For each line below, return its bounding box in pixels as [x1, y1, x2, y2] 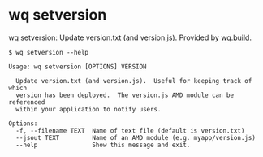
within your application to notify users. [15, 105, 162, 113]
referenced [8, 98, 45, 107]
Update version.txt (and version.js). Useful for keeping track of [15, 76, 252, 85]
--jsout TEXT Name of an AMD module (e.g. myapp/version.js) [15, 133, 256, 142]
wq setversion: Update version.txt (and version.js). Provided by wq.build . [8, 33, 252, 42]
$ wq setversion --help [8, 48, 89, 56]
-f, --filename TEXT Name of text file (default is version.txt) [15, 126, 245, 135]
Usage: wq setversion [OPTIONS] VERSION [8, 63, 148, 71]
